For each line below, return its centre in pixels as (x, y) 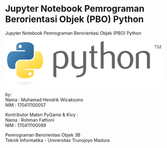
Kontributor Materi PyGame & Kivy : (42, 115)
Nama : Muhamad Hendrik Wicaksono (44, 100)
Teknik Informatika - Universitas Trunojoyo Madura (57, 141)
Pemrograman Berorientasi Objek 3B (43, 135)
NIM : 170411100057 (25, 105)
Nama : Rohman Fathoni (30, 120)
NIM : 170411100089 (26, 126)
